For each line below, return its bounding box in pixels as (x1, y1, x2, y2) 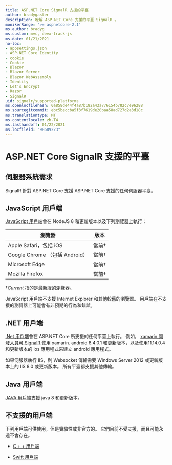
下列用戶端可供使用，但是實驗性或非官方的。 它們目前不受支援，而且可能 (5, 425, 159, 432)
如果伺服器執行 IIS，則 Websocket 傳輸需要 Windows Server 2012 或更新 (5, 357, 159, 363)
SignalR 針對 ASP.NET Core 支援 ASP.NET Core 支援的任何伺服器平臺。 (5, 187, 156, 193)
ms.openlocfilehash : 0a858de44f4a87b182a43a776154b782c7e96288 (5, 103, 143, 108)
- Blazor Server (5, 70, 40, 75)
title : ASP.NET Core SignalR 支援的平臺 (5, 7, 89, 13)
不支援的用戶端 (5, 411, 53, 420)
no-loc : (5, 41, 22, 46)
